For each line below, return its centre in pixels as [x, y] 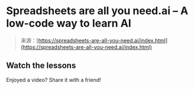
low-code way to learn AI [69, 23]
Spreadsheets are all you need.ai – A [97, 11]
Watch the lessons [41, 66]
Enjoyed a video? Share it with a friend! [54, 80]
